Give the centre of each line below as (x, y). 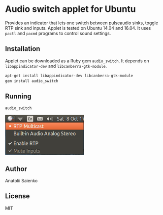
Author (16, 169)
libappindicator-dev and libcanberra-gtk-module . (56, 66)
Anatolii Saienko (21, 181)
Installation (23, 49)
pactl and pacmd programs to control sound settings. (58, 33)
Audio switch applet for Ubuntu (71, 9)
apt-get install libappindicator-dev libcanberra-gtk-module (69, 76)
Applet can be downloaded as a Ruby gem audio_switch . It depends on (77, 61)
